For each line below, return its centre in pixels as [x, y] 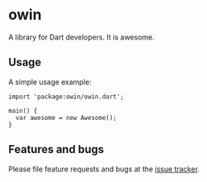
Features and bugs [56, 149]
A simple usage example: [50, 81]
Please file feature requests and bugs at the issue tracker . [104, 169]
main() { [23, 110]
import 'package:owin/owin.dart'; [66, 97]
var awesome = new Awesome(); [66, 118]
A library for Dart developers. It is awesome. [81, 37]
